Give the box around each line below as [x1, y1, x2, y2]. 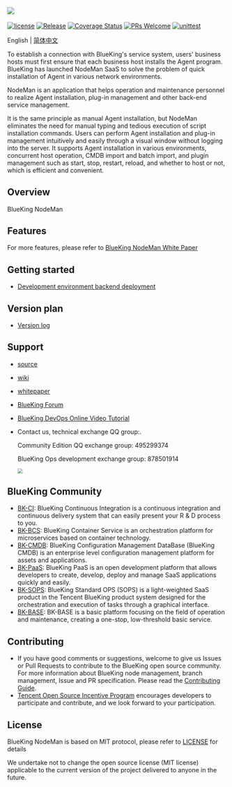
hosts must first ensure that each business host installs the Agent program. [7, 57, 223, 66]
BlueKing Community [7, 485, 102, 497]
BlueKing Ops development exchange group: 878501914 [17, 455, 179, 463]
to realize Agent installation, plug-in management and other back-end [7, 93, 207, 101]
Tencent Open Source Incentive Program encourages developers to [17, 691, 212, 700]
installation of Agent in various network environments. [7, 72, 162, 80]
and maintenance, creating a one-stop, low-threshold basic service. [17, 615, 212, 624]
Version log [17, 321, 50, 330]
